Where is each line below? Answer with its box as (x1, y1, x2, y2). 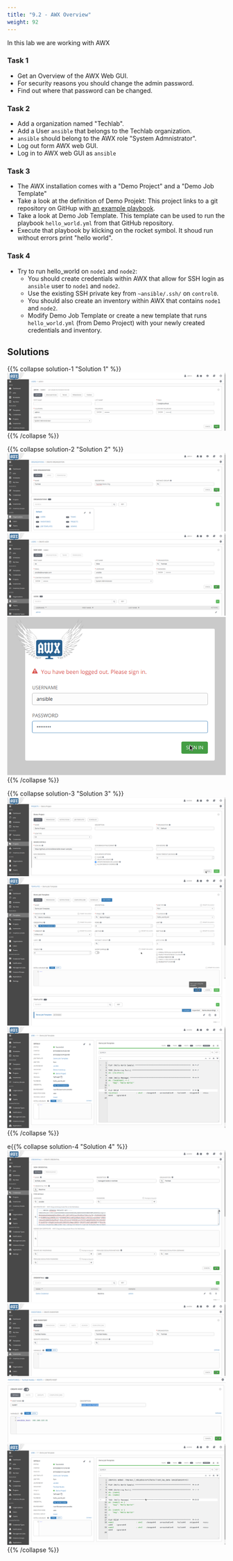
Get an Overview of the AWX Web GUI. (17, 72, 128, 80)
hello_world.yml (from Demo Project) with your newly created (27, 318, 205, 327)
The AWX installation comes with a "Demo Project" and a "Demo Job (17, 182, 214, 190)
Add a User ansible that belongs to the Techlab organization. (17, 127, 192, 135)
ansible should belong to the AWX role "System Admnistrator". (17, 134, 197, 142)
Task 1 (7, 56, 29, 65)
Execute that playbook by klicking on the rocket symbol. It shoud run (17, 226, 214, 235)
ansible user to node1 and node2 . (27, 281, 120, 290)
